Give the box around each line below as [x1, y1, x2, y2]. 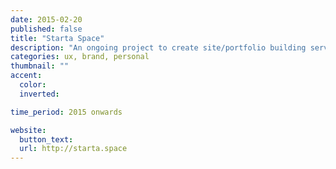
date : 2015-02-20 [10, 14, 83, 25]
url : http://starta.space [19, 144, 128, 154]
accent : [10, 71, 43, 81]
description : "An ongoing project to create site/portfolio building [10, 42, 307, 53]
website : [10, 125, 47, 135]
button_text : [19, 134, 74, 145]
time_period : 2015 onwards [10, 107, 123, 117]
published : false [10, 24, 83, 34]
